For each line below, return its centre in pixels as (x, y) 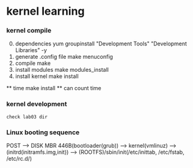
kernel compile (29, 31)
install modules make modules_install (62, 70)
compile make (33, 63)
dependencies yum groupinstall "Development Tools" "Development (101, 44)
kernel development (37, 104)
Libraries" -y (31, 50)
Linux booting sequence (43, 132)
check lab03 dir (27, 117)
